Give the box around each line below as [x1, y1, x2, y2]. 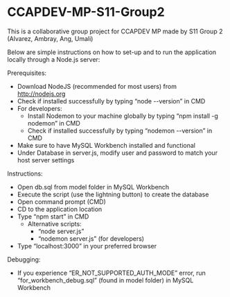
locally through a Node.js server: [7, 55, 100, 63]
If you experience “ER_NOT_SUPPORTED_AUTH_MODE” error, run [17, 269, 206, 277]
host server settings [17, 155, 75, 164]
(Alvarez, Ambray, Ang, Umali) [7, 34, 94, 42]
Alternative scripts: [27, 219, 82, 228]
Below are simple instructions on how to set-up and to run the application [7, 48, 217, 56]
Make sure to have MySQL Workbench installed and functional [17, 141, 196, 149]
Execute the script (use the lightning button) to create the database [17, 190, 209, 198]
